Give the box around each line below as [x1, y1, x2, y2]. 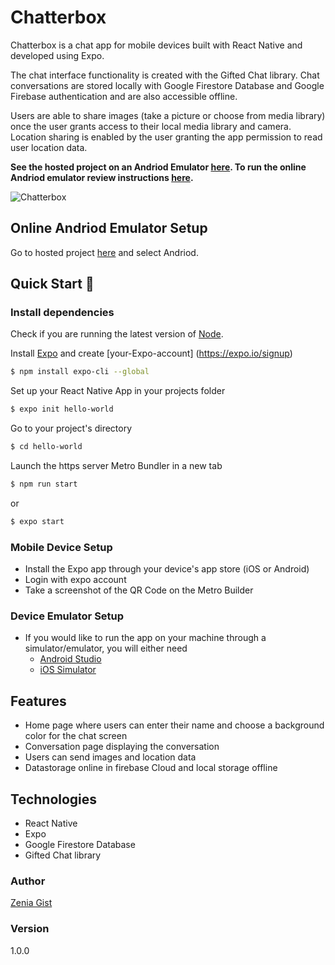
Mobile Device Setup [10, 540, 113, 554]
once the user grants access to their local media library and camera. [10, 120, 292, 132]
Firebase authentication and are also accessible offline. [10, 90, 238, 102]
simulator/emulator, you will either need [24, 642, 188, 655]
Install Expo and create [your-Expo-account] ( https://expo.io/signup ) [10, 347, 293, 360]
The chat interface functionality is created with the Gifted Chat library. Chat [10, 69, 320, 81]
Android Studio [39, 653, 102, 665]
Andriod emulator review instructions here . [10, 171, 194, 183]
